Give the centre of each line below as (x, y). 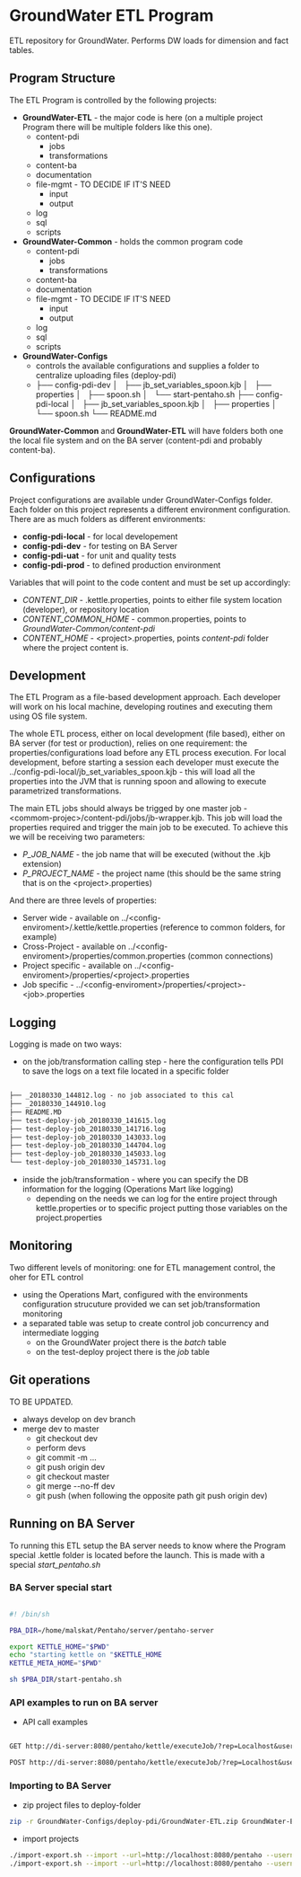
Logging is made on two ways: (66, 1044)
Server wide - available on (70, 918)
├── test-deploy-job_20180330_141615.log (88, 1120)
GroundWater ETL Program (112, 16)
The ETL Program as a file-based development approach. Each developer (145, 697)
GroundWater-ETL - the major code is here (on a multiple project (142, 117)
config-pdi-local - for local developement (100, 536)
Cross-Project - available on (74, 947)
